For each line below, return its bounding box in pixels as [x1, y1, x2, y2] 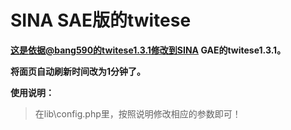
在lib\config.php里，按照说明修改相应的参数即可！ [34, 107, 242, 120]
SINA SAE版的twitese [10, 9, 192, 32]
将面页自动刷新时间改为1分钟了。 [10, 65, 147, 77]
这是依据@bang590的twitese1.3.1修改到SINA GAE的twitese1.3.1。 [10, 44, 287, 56]
